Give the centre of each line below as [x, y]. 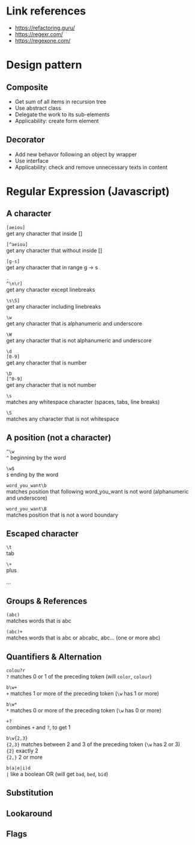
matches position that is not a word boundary [62, 515]
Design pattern [44, 65]
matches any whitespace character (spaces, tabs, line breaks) [83, 401]
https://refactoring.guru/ [45, 28]
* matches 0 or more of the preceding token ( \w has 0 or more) [84, 710]
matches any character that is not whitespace [63, 419]
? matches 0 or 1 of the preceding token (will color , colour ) [79, 677]
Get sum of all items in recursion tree [61, 101]
